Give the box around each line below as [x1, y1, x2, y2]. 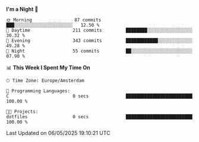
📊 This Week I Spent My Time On [6, 64, 90, 71]
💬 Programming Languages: [6, 88, 70, 94]
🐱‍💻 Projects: [6, 109, 39, 115]
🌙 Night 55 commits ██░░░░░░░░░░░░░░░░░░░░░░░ [6, 48, 193, 54]
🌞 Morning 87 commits [6, 17, 102, 23]
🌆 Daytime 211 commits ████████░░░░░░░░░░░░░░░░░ [6, 27, 193, 33]
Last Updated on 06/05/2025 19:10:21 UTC [6, 130, 111, 136]
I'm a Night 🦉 [6, 6, 39, 12]
